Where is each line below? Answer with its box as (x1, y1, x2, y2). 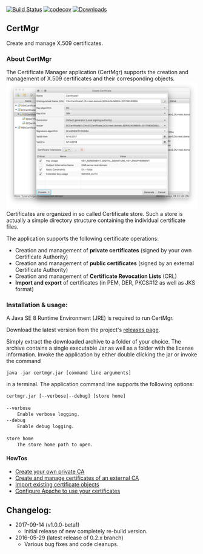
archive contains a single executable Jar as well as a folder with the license (6, 344, 194, 352)
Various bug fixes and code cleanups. (24, 541, 119, 548)
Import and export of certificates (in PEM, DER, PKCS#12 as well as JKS (15, 279, 196, 286)
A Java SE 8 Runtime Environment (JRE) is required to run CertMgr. (6, 314, 174, 322)
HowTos (6, 454, 27, 462)
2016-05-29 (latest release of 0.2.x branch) (15, 534, 124, 541)
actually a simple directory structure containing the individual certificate (6, 216, 186, 224)
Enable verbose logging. (17, 411, 80, 418)
